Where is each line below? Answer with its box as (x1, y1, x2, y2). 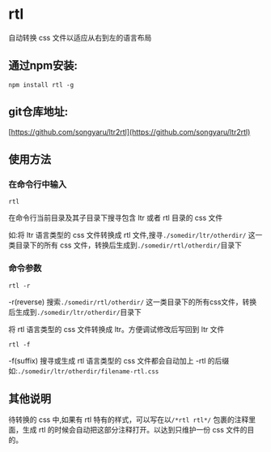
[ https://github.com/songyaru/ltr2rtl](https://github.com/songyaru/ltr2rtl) (8, 127, 251, 136)
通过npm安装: (8, 58, 78, 73)
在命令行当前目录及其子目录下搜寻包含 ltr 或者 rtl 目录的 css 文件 (8, 213, 223, 223)
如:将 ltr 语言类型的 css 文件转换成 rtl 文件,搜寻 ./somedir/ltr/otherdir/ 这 (8, 230, 256, 240)
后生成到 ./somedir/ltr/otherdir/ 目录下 (8, 307, 142, 316)
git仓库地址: (8, 105, 69, 118)
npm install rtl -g (8, 80, 74, 89)
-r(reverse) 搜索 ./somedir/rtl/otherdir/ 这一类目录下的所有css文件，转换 (8, 297, 257, 307)
